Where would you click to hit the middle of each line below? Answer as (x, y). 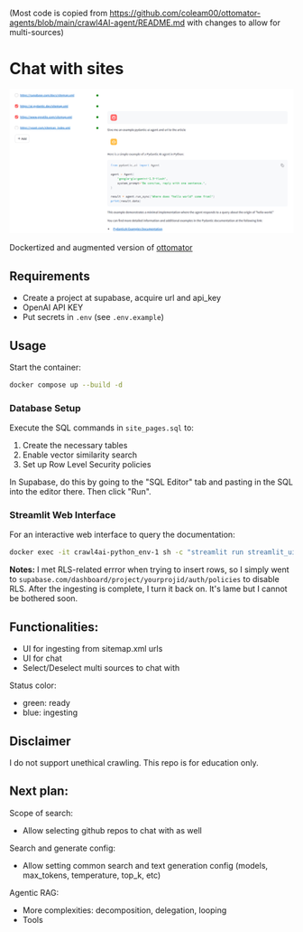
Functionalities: (54, 627)
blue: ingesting (50, 712)
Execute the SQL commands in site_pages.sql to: (101, 428)
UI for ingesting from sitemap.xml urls (92, 649)
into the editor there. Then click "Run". (80, 492)
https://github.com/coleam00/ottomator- (185, 13)
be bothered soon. (44, 598)
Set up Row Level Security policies (87, 465)
